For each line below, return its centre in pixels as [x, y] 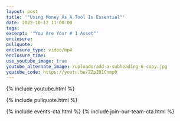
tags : [13, 28]
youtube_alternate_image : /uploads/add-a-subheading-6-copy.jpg [87, 66]
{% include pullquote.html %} [42, 100]
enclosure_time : [26, 55]
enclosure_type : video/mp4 [39, 50]
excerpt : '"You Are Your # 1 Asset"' [53, 34]
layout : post [22, 12]
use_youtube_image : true [37, 61]
